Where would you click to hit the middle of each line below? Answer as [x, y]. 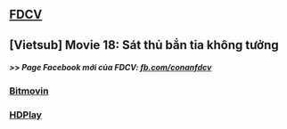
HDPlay [26, 115]
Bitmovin [29, 91]
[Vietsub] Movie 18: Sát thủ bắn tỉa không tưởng [144, 45]
